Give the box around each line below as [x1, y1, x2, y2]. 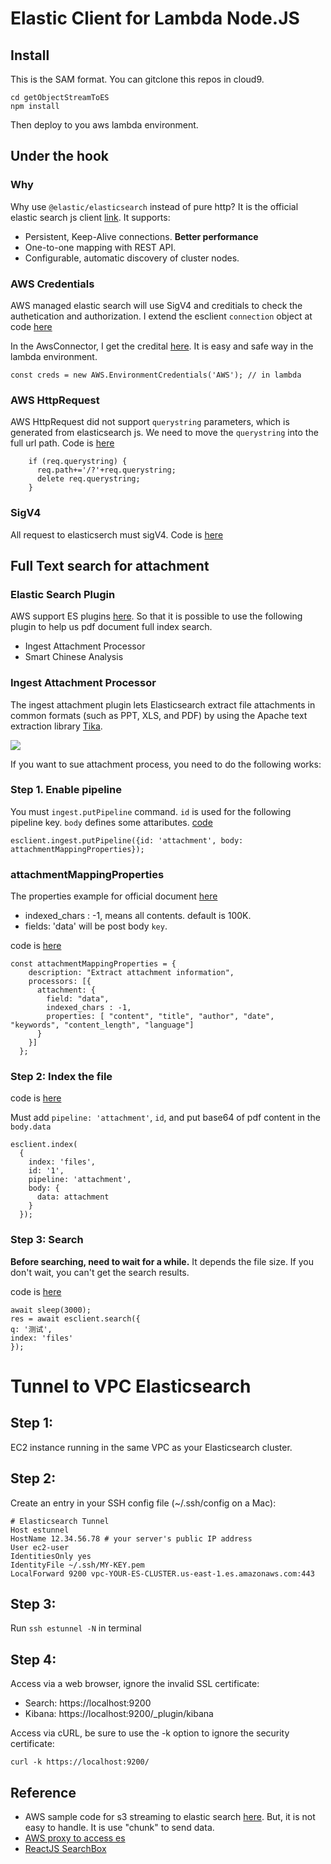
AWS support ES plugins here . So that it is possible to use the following [10, 610, 303, 622]
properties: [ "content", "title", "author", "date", [46, 1012, 275, 1022]
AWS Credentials [10, 277, 95, 291]
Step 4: [10, 1651, 57, 1668]
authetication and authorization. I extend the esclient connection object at [10, 310, 313, 322]
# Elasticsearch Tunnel [10, 1516, 110, 1526]
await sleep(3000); [10, 1305, 92, 1315]
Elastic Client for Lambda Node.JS [10, 7, 300, 30]
